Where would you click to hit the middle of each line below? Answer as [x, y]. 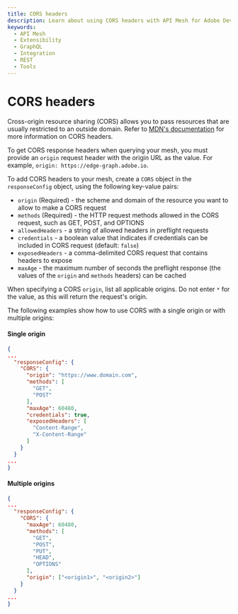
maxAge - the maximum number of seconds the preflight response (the [119, 268]
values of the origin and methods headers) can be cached [102, 275]
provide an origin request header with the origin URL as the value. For [110, 157]
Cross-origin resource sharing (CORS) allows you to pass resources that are [118, 121]
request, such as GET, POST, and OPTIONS [81, 222]
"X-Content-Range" [60, 435]
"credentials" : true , [58, 415]
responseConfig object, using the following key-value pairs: [93, 186]
